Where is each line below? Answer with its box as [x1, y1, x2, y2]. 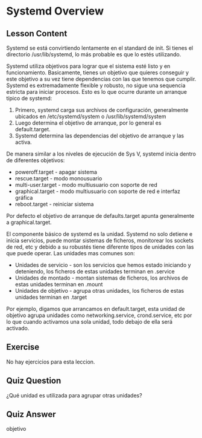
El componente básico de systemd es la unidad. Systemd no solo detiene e [6, 230, 193, 237]
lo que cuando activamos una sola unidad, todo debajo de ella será [6, 318, 173, 325]
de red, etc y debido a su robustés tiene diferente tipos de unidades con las [6, 243, 194, 250]
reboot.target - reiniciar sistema [14, 201, 94, 208]
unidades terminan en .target [14, 293, 87, 301]
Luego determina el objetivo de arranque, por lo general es [14, 119, 162, 126]
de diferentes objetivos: [6, 157, 65, 164]
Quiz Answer [6, 410, 56, 420]
